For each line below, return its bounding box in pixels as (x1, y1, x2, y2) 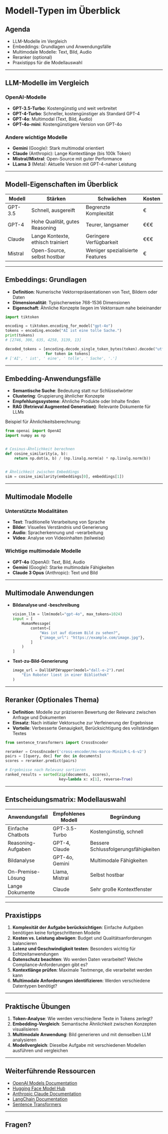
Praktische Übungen (5, 1002, 70, 1011)
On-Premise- (7, 868, 40, 875)
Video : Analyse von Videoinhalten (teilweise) (12, 535, 105, 541)
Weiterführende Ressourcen (5, 1067, 96, 1075)
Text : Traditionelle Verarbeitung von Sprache (12, 519, 105, 525)
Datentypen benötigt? (12, 983, 57, 989)
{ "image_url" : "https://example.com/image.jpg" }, (39, 635, 145, 640)
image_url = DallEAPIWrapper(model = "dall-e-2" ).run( (12, 668, 125, 673)
